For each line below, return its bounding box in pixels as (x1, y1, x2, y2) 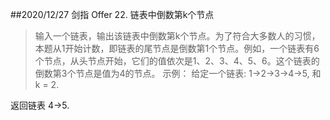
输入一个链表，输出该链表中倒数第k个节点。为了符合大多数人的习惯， (34, 30, 321, 42)
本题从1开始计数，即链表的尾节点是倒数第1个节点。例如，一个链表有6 (34, 43, 320, 54)
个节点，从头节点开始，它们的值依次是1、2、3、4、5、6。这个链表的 (34, 55, 320, 67)
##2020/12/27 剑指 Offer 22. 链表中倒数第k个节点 (10, 9, 215, 20)
